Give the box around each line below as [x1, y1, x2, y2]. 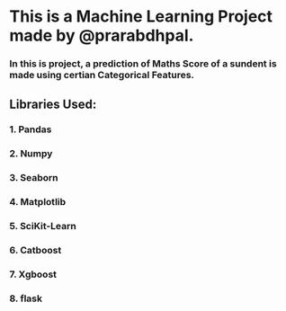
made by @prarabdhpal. [9, 25, 194, 46]
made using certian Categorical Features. [9, 69, 195, 82]
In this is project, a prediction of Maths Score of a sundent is [9, 58, 277, 70]
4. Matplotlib [9, 196, 67, 209]
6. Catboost [9, 244, 62, 257]
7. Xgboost [9, 268, 57, 280]
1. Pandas [9, 123, 52, 136]
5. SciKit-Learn [9, 220, 76, 233]
